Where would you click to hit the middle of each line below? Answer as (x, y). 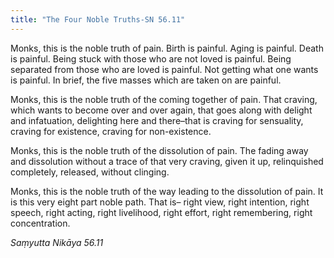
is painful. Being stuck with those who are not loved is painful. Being (151, 58)
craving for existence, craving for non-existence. (111, 131)
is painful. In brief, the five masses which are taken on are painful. (146, 80)
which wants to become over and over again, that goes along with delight (161, 110)
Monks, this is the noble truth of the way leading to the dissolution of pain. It (167, 191)
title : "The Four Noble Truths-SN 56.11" (98, 19)
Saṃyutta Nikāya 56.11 (57, 242)
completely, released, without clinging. (90, 172)
